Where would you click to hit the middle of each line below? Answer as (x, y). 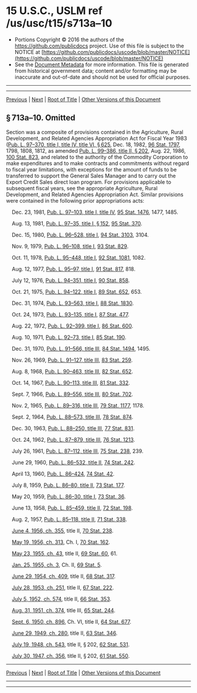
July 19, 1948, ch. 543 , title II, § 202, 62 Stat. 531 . (71, 644)
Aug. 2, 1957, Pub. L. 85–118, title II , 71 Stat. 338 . (69, 519)
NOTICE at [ (29, 52)
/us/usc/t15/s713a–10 (59, 23)
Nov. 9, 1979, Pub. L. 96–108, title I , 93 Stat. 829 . (70, 246)
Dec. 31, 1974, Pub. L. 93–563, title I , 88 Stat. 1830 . (72, 303)
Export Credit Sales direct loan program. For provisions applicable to (89, 182)
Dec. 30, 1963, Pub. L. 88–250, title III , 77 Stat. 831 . (73, 428)
